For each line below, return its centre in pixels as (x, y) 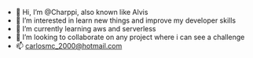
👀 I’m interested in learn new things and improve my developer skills (126, 20)
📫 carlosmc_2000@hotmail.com (69, 46)
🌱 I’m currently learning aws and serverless (86, 29)
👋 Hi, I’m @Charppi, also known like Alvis (82, 12)
